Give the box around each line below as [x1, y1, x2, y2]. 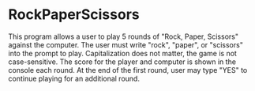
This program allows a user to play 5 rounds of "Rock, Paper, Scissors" [8, 32, 239, 41]
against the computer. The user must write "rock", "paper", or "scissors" [8, 40, 243, 49]
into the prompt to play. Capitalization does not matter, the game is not [8, 48, 237, 58]
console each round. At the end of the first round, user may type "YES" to [8, 65, 248, 74]
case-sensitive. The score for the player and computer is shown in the [8, 57, 237, 66]
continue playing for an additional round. [8, 74, 141, 83]
